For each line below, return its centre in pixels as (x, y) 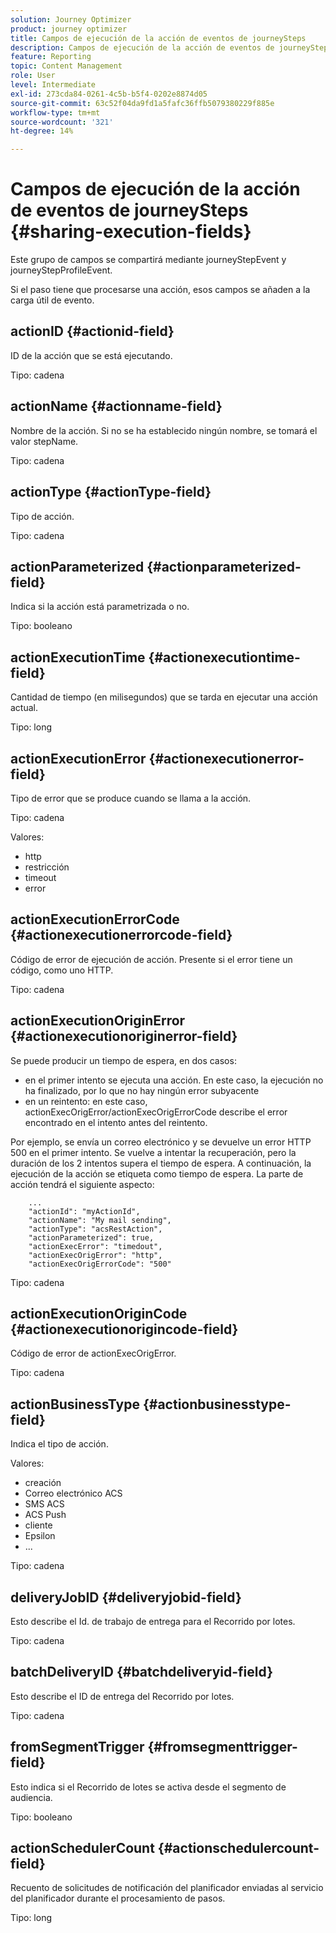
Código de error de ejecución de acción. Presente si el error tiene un (151, 959)
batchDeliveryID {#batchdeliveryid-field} (141, 1672)
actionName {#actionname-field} (116, 406)
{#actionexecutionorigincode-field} (124, 1329)
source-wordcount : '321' (62, 122)
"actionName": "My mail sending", (100, 1220)
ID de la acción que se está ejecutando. (91, 355)
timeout (40, 877)
